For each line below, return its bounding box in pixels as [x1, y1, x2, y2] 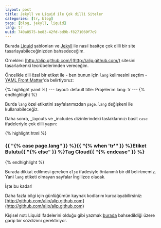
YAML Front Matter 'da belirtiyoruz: [5, 77, 74, 83]
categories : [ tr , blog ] [5, 16, 54, 21]
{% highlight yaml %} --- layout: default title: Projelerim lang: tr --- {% [5, 87, 145, 92]
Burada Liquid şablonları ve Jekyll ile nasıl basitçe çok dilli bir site [5, 43, 136, 49]
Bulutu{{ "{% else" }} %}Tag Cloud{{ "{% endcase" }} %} [5, 148, 145, 155]
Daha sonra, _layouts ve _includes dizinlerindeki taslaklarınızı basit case [5, 116, 148, 121]
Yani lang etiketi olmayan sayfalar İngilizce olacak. [5, 174, 106, 180]
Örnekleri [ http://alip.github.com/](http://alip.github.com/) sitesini [5, 58, 136, 63]
